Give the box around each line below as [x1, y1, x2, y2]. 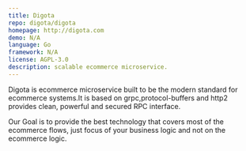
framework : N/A [8, 48, 59, 56]
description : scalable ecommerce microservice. [8, 63, 168, 71]
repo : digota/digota [8, 19, 77, 27]
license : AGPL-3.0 [8, 56, 69, 64]
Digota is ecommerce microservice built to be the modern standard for [8, 85, 238, 94]
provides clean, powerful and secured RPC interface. [8, 101, 181, 111]
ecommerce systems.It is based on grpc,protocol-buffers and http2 [8, 92, 228, 103]
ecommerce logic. [8, 134, 67, 143]
